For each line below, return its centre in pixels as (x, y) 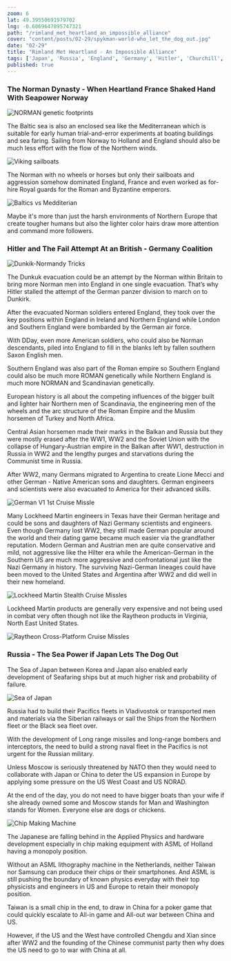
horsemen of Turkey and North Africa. (61, 419)
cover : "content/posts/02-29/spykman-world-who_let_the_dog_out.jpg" (109, 39)
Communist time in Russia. (45, 461)
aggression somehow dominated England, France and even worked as (107, 182)
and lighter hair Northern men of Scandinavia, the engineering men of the (111, 404)
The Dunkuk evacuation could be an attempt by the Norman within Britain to (115, 277)
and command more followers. (51, 230)
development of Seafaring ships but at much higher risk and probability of (112, 677)
